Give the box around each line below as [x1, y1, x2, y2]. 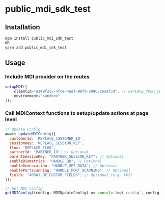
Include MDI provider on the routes [5, 73, 90, 80]
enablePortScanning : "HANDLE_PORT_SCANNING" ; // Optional [9, 168, 131, 173]
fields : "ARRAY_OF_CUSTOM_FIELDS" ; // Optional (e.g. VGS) [9, 173, 133, 177]
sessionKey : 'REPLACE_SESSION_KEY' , [9, 141, 84, 146]
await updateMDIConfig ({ [5, 131, 56, 136]
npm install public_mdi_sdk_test [5, 36, 74, 41]
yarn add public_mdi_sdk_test [5, 45, 67, 50]
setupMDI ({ [5, 84, 27, 89]
